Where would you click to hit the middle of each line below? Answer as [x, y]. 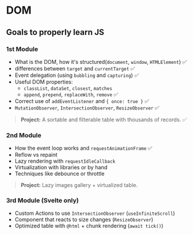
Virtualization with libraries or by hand [61, 168]
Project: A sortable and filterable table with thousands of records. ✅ [104, 120]
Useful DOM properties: [44, 82]
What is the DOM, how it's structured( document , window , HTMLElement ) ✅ [101, 62]
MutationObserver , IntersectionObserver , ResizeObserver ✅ [87, 108]
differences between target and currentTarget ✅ [75, 68]
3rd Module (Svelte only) [42, 201]
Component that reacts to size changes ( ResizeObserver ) [84, 220]
